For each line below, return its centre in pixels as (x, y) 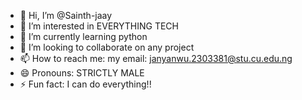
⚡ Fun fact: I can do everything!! (85, 84)
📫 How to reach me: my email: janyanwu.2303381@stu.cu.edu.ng (156, 58)
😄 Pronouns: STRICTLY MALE (82, 73)
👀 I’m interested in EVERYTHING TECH (99, 26)
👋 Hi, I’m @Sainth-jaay (66, 15)
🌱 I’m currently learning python (83, 36)
